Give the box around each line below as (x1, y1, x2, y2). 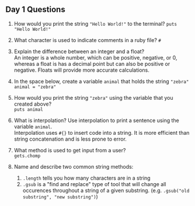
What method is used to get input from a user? (13, 146, 126, 153)
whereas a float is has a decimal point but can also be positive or (13, 60, 170, 67)
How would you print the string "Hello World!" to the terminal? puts (13, 20, 177, 27)
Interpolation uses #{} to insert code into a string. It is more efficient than (13, 129, 190, 136)
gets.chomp (13, 153, 41, 159)
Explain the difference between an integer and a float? (13, 48, 145, 55)
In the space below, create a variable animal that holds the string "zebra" (13, 78, 189, 85)
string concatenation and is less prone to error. (13, 135, 127, 142)
